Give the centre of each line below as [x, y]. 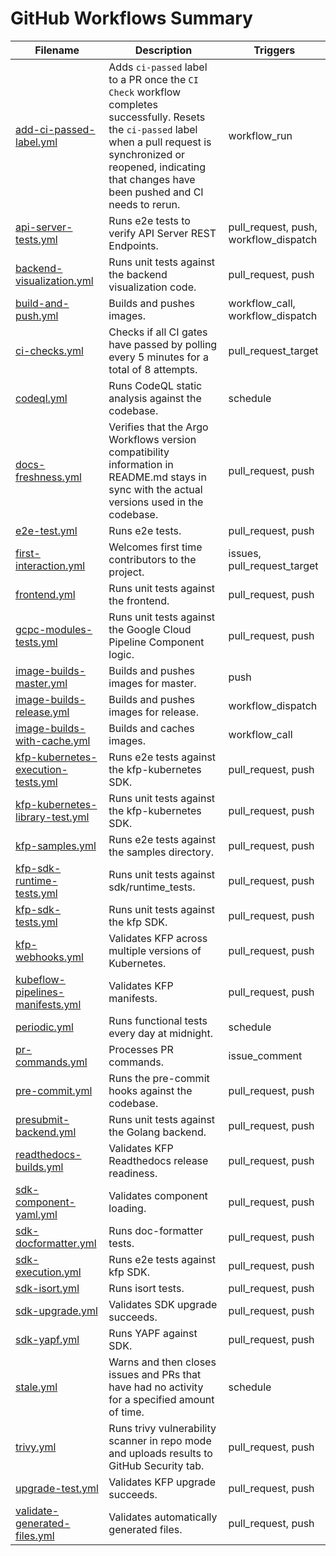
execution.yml [48, 1272]
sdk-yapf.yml [47, 1339]
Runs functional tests [158, 1020]
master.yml [41, 683]
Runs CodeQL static [155, 385]
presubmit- [42, 1119]
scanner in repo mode [160, 1440]
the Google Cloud [150, 629]
